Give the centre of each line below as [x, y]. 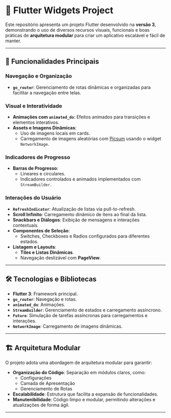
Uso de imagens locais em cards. [55, 133]
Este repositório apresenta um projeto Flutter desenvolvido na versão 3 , [81, 24]
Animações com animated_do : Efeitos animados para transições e [81, 117]
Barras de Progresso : [35, 168]
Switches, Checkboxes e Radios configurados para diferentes [85, 236]
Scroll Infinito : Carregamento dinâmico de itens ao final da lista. [80, 214]
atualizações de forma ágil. [41, 405]
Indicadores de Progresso [38, 157]
